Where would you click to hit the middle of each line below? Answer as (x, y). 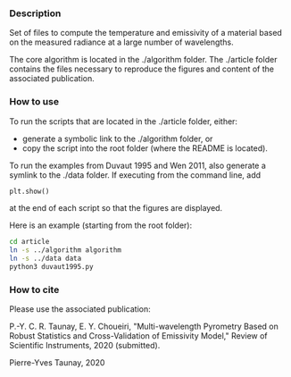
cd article (29, 242)
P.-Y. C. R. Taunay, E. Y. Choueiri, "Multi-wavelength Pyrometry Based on (144, 327)
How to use (34, 102)
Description (35, 13)
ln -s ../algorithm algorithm (66, 250)
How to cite (34, 289)
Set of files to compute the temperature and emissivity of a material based (146, 33)
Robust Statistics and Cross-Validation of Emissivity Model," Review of (138, 336)
